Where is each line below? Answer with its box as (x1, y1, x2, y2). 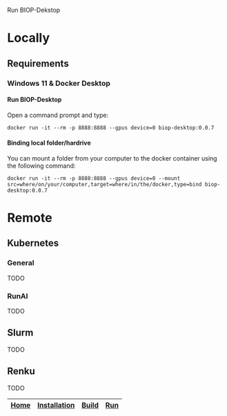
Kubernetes (7, 237, 59, 249)
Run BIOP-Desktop (7, 96, 62, 104)
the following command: (7, 161, 76, 170)
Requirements (7, 57, 69, 69)
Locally (7, 30, 50, 46)
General (7, 258, 34, 268)
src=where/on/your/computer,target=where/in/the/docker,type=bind (7, 181, 202, 188)
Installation (37, 400, 75, 410)
